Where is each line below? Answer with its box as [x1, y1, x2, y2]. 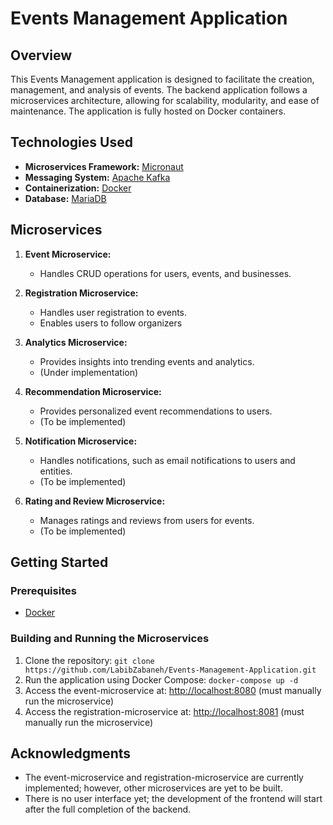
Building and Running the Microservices [10, 632, 210, 646]
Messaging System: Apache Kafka [24, 171, 171, 183]
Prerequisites [10, 583, 77, 597]
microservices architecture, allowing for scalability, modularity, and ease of [10, 95, 320, 106]
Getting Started [10, 554, 109, 571]
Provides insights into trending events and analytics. [39, 355, 255, 367]
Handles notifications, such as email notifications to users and [39, 454, 296, 466]
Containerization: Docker [24, 182, 132, 194]
